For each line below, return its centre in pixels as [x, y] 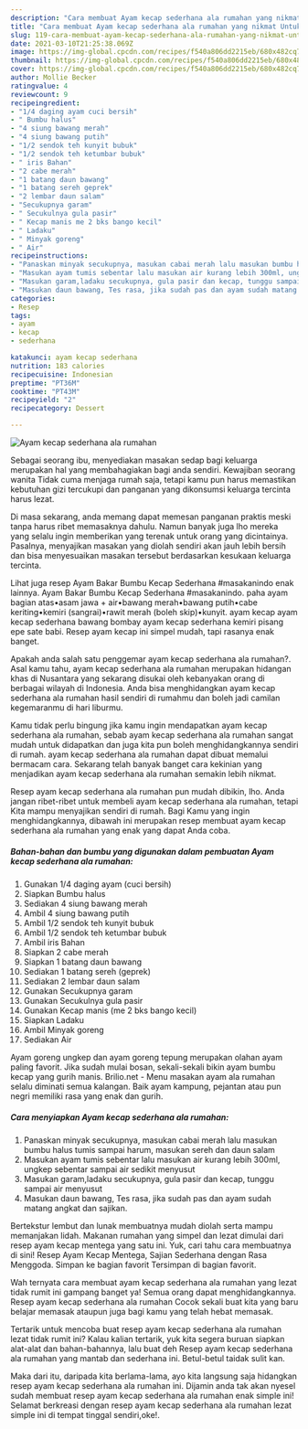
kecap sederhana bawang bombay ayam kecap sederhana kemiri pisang [147, 622]
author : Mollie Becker [53, 78]
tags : [21, 315]
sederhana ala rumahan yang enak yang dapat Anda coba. [121, 830]
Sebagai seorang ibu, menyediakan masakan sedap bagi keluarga [134, 460]
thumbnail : [31, 60]
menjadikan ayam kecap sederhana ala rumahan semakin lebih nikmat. [143, 774]
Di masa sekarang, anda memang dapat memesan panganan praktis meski [151, 517]
